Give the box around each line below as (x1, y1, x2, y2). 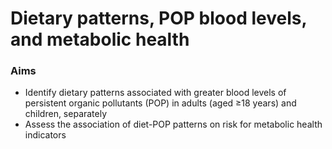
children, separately (24, 108, 108, 120)
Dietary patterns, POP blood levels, (10, 7, 307, 30)
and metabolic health (10, 28, 190, 51)
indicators (24, 129, 67, 141)
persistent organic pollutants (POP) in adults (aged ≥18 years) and (24, 97, 297, 109)
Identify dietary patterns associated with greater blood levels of (24, 87, 287, 99)
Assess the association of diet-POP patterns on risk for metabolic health (24, 118, 323, 131)
